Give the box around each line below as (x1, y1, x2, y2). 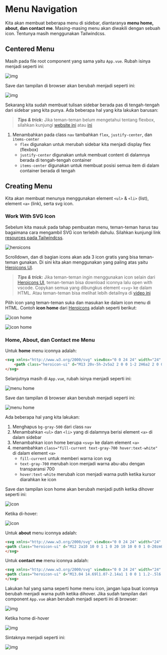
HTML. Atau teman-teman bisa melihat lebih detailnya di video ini (17, 290, 151, 296)
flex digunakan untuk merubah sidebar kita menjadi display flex (19, 141, 151, 147)
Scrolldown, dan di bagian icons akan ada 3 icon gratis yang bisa (5, 254, 138, 260)
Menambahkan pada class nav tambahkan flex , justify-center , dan (12, 132, 153, 138)
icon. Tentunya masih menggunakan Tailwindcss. (5, 30, 106, 36)
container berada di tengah (19, 167, 76, 173)
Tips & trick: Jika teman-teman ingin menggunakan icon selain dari (17, 274, 156, 280)
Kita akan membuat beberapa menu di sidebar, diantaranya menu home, (5, 20, 154, 26)
